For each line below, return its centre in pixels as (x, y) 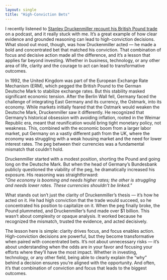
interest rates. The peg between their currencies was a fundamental (75, 144)
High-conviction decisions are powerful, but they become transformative (80, 236)
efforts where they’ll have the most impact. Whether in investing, (71, 252)
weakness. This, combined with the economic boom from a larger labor (78, 128)
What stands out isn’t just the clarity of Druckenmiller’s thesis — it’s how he (82, 195)
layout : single (21, 10)
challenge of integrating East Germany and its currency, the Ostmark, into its (83, 101)
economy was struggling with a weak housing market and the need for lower (83, 139)
